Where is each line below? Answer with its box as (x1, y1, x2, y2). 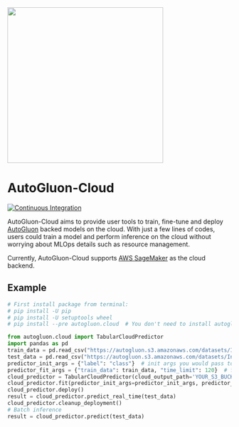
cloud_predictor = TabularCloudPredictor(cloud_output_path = (7, 373, 193, 380)
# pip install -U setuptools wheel (7, 314, 113, 321)
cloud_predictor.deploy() (7, 386, 84, 394)
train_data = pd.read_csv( (7, 347, 87, 354)
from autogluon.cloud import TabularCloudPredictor (7, 334, 164, 341)
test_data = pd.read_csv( (7, 353, 84, 360)
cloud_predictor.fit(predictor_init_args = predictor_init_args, (7, 380, 199, 387)
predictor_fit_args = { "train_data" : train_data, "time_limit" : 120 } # (7, 367, 228, 374)
